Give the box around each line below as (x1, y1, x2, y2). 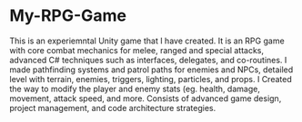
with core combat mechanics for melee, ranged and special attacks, (9, 44, 265, 55)
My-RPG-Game (9, 5, 127, 26)
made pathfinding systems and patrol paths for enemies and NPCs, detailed (9, 64, 294, 75)
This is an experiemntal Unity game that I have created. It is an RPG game (9, 35, 285, 46)
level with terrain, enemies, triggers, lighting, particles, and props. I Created (9, 73, 293, 84)
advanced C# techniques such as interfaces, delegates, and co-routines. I (9, 54, 287, 65)
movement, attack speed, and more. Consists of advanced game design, (9, 92, 282, 104)
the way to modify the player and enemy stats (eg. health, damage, (9, 83, 261, 94)
